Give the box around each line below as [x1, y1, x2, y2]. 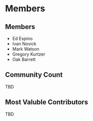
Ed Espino [12, 35, 33, 41]
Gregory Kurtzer [12, 51, 45, 57]
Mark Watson [12, 46, 39, 52]
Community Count [5, 71, 63, 79]
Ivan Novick [12, 41, 37, 47]
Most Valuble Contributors [5, 98, 89, 106]
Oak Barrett [12, 57, 36, 62]
